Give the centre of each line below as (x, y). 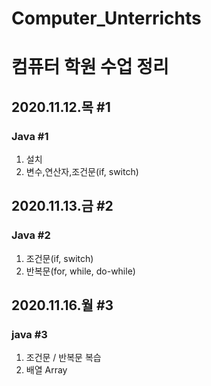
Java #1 (30, 136)
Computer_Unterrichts (106, 18)
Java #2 (31, 235)
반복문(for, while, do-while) (80, 271)
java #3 (29, 335)
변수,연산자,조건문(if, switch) (82, 172)
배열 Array (46, 370)
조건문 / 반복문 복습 (63, 358)
